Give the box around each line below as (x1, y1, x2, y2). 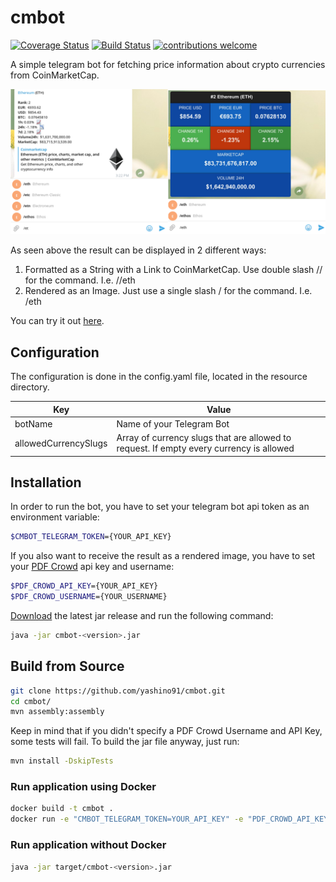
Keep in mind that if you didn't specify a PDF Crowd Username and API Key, (10, 725, 323, 737)
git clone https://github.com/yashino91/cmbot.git (10, 686, 226, 696)
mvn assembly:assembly (10, 707, 105, 717)
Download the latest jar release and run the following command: (10, 610, 274, 621)
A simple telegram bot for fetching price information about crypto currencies (10, 58, 326, 70)
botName (14, 417, 53, 430)
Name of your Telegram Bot (116, 417, 230, 430)
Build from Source (10, 658, 125, 675)
